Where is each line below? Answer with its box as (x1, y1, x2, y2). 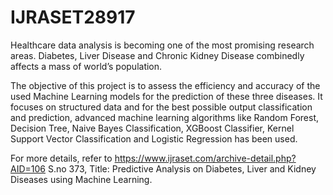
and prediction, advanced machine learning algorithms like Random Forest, (10, 111, 320, 123)
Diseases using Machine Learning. (10, 173, 153, 185)
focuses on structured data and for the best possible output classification (10, 101, 313, 113)
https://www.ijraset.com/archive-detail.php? (114, 152, 297, 164)
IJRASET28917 (10, 6, 136, 29)
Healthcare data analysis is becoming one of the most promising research (10, 39, 315, 51)
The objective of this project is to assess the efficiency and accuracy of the (10, 79, 321, 91)
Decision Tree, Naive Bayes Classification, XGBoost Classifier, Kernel (10, 122, 295, 134)
